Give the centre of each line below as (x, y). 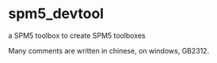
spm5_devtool (56, 14)
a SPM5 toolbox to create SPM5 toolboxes (77, 35)
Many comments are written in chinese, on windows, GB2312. (109, 50)
